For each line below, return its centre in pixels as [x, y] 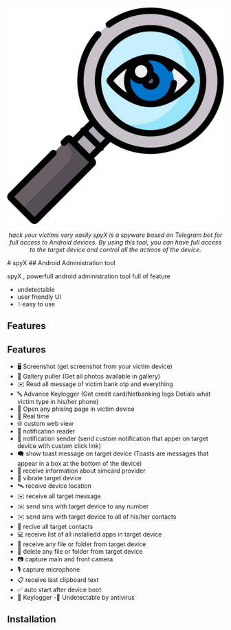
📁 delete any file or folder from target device [80, 552]
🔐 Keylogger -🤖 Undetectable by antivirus [76, 598]
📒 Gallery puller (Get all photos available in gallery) [89, 376]
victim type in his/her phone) [58, 402]
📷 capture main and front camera [65, 559]
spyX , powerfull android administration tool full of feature [89, 276]
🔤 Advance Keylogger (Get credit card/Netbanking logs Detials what [114, 394]
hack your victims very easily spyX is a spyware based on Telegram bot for [115, 235]
